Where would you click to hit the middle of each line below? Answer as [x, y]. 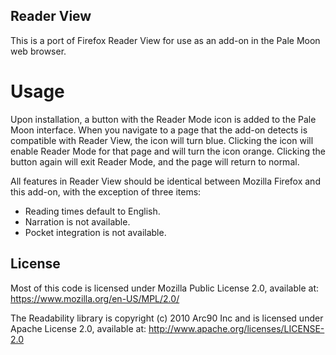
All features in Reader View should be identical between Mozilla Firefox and [165, 181]
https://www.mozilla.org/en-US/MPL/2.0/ [95, 298]
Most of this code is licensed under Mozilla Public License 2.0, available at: [165, 288]
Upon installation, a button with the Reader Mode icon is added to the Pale [163, 119]
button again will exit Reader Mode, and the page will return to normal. [155, 161]
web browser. [38, 51]
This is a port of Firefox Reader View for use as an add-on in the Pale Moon [165, 40]
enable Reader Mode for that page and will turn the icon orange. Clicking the [168, 151]
